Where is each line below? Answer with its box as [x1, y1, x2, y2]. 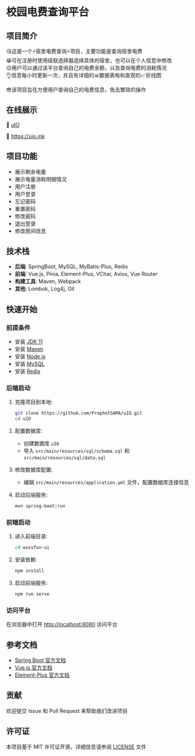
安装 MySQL [14, 361, 45, 368]
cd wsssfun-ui [14, 545, 50, 551]
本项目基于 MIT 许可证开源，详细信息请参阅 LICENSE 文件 [6, 743, 147, 750]
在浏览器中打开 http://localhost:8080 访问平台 [6, 621, 118, 628]
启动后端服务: [14, 491, 48, 498]
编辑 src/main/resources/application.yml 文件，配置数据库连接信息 [23, 479, 189, 486]
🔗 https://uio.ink [6, 133, 45, 140]
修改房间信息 [14, 227, 46, 234]
